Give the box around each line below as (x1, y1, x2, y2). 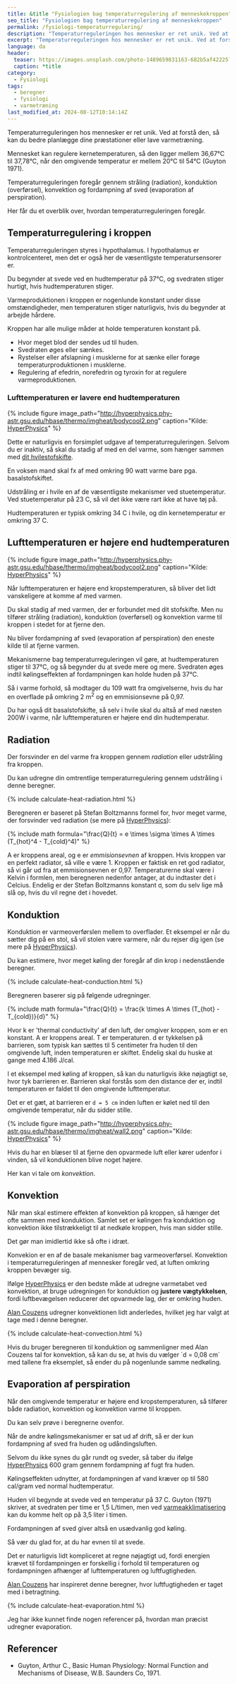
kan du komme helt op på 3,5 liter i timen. (7, 1510, 128, 1519)
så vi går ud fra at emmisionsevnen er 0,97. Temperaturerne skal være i (7, 866, 214, 875)
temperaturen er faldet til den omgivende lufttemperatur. (7, 1084, 171, 1093)
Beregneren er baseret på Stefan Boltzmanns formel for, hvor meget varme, (7, 808, 227, 817)
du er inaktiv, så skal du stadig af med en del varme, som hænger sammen (7, 445, 224, 454)
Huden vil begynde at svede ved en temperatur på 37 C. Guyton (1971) (7, 1495, 212, 1503)
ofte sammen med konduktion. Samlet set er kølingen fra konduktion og (7, 1216, 215, 1224)
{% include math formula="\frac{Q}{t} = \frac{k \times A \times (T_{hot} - (7, 1005, 220, 1013)
